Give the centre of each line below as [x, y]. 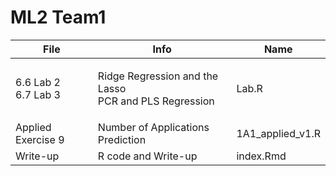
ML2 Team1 [58, 17]
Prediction [122, 139]
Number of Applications [153, 127]
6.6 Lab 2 [38, 82]
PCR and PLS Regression [156, 101]
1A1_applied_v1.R [278, 133]
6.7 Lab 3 [38, 94]
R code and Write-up [147, 156]
